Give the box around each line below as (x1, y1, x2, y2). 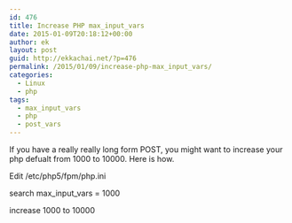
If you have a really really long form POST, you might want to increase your (9, 144, 283, 155)
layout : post (9, 46, 58, 55)
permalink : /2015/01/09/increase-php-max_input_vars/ (9, 63, 213, 72)
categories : (9, 71, 53, 80)
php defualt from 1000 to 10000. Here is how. (9, 154, 175, 164)
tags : (9, 95, 29, 104)
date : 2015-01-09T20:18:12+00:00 (9, 29, 133, 38)
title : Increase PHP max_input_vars (9, 21, 145, 30)
